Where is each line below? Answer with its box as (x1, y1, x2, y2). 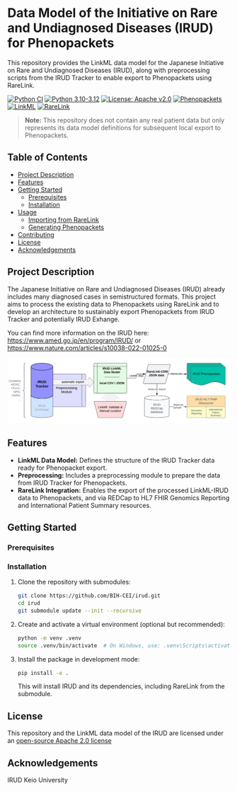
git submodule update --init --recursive (17, 607, 142, 614)
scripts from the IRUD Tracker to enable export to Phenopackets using (7, 73, 212, 82)
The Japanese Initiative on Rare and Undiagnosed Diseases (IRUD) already (7, 284, 226, 293)
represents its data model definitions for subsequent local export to (24, 123, 221, 132)
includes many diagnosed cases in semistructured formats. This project (7, 292, 216, 301)
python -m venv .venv (17, 635, 81, 642)
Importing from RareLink (28, 215, 99, 224)
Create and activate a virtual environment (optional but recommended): (17, 620, 225, 628)
